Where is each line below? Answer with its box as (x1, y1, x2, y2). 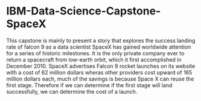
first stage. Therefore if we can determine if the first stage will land (6, 81, 173, 88)
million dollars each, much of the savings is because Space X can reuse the (6, 75, 194, 82)
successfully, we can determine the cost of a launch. (6, 88, 138, 95)
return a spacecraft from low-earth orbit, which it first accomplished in (6, 56, 182, 63)
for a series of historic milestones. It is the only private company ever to (6, 49, 185, 57)
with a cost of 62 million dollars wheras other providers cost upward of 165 (6, 69, 193, 76)
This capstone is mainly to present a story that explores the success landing (6, 37, 196, 44)
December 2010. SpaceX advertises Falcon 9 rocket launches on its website (6, 62, 196, 70)
